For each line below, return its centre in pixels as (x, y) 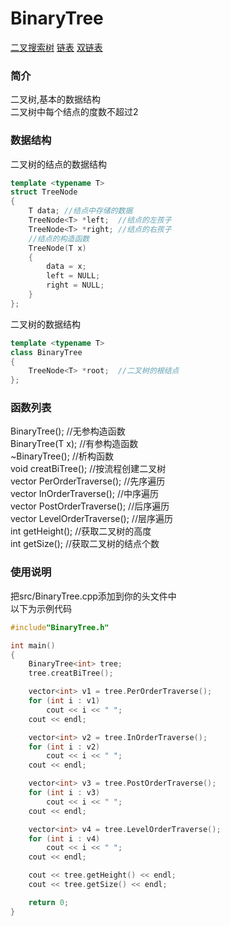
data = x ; (66, 267)
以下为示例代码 (41, 608)
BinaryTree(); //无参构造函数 (68, 431)
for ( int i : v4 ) (64, 838)
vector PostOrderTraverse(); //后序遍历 (90, 506)
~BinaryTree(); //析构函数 (62, 456)
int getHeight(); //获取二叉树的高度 (81, 531)
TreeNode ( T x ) (57, 248)
